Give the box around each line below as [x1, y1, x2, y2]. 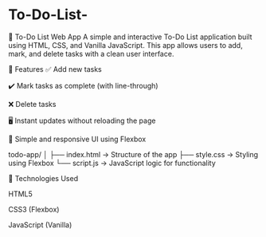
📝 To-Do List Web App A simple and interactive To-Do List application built [8, 32, 252, 41]
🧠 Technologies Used [8, 173, 78, 183]
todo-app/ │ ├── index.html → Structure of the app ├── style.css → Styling [8, 149, 259, 159]
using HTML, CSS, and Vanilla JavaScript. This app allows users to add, [8, 40, 243, 49]
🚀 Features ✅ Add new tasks [8, 64, 102, 73]
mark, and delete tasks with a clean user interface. [8, 49, 174, 58]
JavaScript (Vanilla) [8, 219, 72, 229]
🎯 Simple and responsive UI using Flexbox [8, 134, 147, 144]
